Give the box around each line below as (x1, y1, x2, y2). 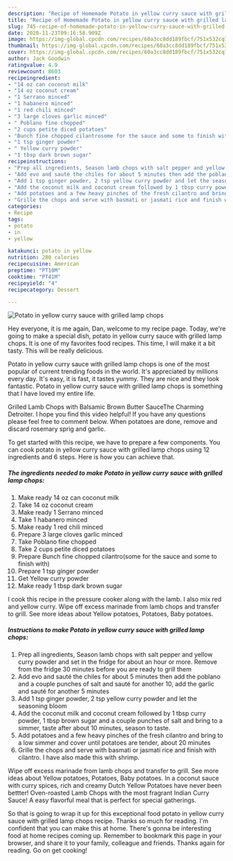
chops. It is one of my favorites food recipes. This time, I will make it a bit (8, 340, 216, 348)
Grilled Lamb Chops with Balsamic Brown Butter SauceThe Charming (8, 402, 204, 411)
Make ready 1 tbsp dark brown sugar (17, 582, 123, 590)
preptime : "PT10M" (8, 267, 61, 274)
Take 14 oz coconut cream (17, 501, 93, 509)
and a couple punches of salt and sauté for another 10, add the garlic (17, 680, 215, 688)
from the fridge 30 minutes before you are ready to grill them (17, 665, 192, 674)
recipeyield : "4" (8, 279, 58, 287)
